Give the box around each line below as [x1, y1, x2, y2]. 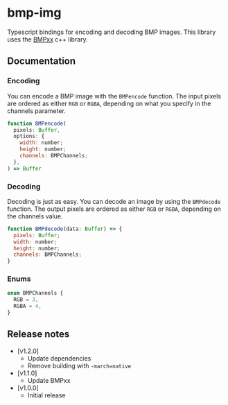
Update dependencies [27, 354, 91, 362]
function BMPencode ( [7, 120, 67, 127]
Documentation [7, 55, 76, 67]
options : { [13, 133, 45, 140]
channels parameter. [7, 106, 66, 115]
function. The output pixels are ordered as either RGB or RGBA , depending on [7, 205, 222, 213]
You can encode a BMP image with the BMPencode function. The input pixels [7, 92, 222, 100]
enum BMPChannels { [7, 290, 64, 297]
